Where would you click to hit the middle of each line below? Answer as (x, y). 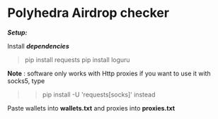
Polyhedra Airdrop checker (88, 13)
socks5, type (26, 81)
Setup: (17, 32)
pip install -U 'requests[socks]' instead (99, 94)
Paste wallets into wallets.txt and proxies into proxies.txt (91, 108)
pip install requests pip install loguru (77, 60)
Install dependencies (38, 46)
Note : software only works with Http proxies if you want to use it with (109, 73)
